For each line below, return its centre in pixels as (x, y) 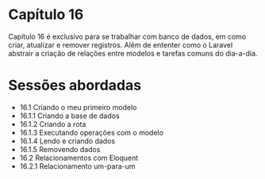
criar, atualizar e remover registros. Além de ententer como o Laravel (121, 44)
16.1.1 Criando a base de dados (70, 116)
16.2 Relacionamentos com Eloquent (79, 158)
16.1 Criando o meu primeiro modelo (78, 107)
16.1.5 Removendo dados (60, 149)
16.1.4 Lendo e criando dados (67, 141)
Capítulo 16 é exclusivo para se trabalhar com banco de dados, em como (127, 36)
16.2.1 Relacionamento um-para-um (77, 166)
